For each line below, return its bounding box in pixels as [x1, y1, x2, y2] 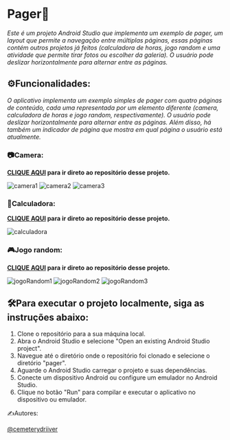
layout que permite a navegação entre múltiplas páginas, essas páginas [7, 36, 213, 44]
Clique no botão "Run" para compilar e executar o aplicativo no [16, 388, 196, 397]
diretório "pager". [16, 359, 67, 367]
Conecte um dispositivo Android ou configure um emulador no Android [16, 373, 218, 382]
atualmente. [7, 132, 41, 141]
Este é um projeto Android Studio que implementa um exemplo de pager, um [7, 29, 223, 37]
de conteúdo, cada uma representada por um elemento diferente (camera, [7, 103, 219, 112]
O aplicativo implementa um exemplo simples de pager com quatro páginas [7, 96, 222, 104]
